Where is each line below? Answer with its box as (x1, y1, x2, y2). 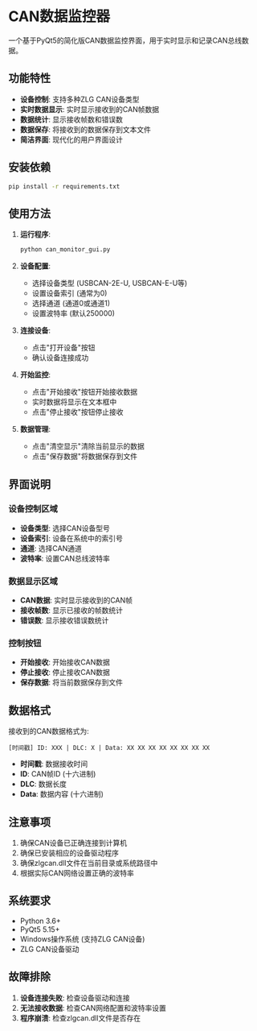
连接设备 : (19, 325, 51, 335)
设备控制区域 (8, 503, 59, 515)
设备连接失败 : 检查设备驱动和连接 (19, 992, 130, 1003)
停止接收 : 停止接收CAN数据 (19, 668, 110, 677)
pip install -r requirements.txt (8, 182, 120, 190)
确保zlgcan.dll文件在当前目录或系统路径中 (19, 859, 158, 868)
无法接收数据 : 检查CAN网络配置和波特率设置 (19, 1003, 166, 1012)
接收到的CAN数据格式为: (8, 727, 90, 736)
